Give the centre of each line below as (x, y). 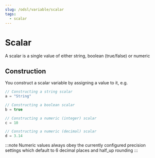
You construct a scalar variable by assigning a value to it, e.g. (66, 83)
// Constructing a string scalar (39, 92)
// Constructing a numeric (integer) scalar (51, 118)
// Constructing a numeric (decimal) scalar (51, 131)
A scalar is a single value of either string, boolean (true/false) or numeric (77, 56)
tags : (10, 14)
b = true (14, 110)
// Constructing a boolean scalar (40, 105)
